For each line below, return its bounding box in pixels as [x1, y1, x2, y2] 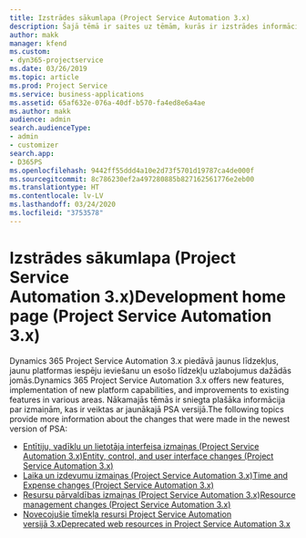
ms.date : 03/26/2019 [9, 65, 88, 74]
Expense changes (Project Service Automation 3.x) [22, 480, 214, 491]
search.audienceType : [9, 124, 92, 133]
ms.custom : [9, 47, 51, 57]
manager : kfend [9, 38, 67, 48]
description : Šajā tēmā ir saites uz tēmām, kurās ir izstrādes [9, 22, 259, 31]
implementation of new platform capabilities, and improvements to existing [9, 384, 290, 395]
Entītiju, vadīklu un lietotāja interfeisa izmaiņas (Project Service [22, 440, 260, 451]
